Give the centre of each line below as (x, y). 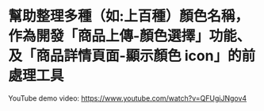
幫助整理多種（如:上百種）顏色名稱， (129, 16)
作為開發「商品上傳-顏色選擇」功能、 (130, 36)
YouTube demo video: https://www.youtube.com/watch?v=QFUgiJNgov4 (128, 98)
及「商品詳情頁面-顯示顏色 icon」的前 (132, 56)
